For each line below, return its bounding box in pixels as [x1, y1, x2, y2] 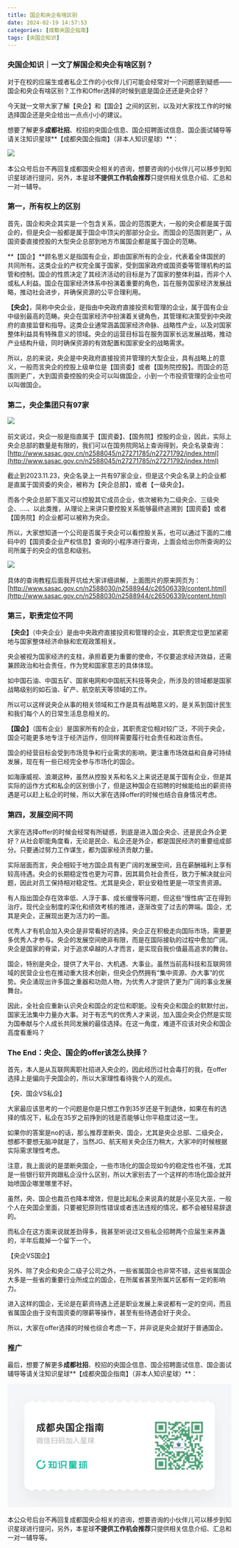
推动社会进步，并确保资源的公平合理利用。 [19, 287, 144, 296]
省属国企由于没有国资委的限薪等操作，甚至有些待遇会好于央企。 [7, 1309, 194, 1317]
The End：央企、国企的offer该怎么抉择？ [7, 1048, 149, 1058]
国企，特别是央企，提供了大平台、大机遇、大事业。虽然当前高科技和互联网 [7, 959, 225, 968]
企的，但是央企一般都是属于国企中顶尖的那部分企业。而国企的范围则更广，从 [7, 228, 232, 237]
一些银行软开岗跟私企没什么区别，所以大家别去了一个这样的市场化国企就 [13, 1170, 225, 1179]
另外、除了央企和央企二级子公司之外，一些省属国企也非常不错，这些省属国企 [7, 1266, 232, 1275]
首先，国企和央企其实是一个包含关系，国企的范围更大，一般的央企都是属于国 [7, 219, 232, 227]
